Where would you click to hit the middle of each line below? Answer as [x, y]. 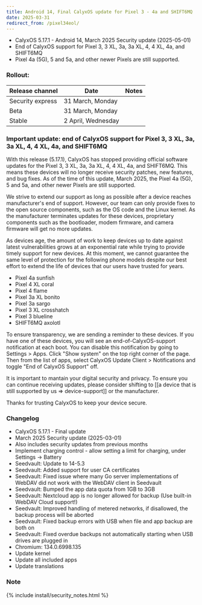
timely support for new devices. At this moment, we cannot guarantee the [98, 253]
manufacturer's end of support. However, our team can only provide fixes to [101, 203]
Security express [33, 101]
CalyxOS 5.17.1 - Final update [50, 432]
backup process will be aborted [54, 515]
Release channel [34, 91]
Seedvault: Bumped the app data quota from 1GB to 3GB [85, 489]
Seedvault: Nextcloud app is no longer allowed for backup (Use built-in [103, 496]
